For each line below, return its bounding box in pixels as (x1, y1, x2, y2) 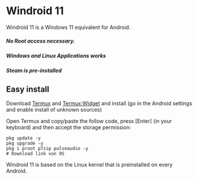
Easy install (6, 84, 50, 94)
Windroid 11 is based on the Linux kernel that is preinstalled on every (6, 161, 173, 168)
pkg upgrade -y (6, 141, 44, 147)
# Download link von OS (6, 151, 65, 157)
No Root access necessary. (6, 37, 76, 44)
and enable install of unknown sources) (6, 106, 102, 113)
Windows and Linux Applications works (6, 52, 106, 59)
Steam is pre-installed (6, 67, 62, 74)
